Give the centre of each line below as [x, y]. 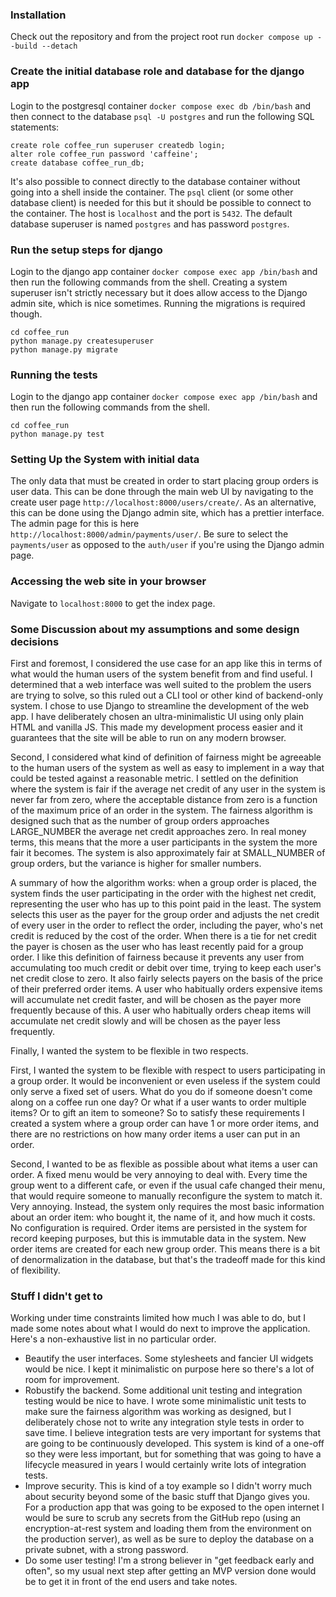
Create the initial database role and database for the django [157, 71]
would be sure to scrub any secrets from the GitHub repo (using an [163, 1518]
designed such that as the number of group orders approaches [140, 821]
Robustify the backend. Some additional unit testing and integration [163, 1390]
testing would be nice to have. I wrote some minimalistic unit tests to [165, 1401]
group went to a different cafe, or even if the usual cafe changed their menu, [168, 1185]
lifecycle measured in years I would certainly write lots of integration [165, 1465]
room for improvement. [72, 1380]
